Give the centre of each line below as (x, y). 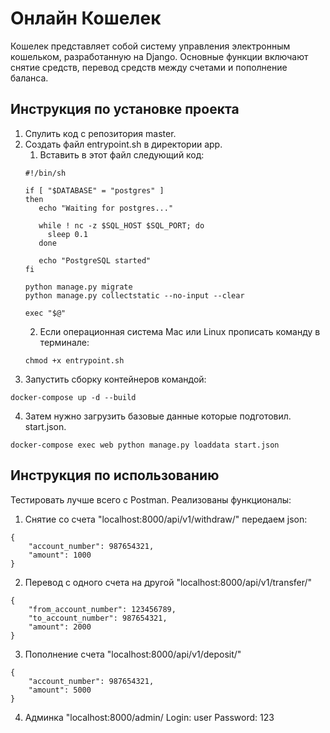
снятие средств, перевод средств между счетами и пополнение (149, 67)
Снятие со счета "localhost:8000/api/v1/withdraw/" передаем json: (166, 519)
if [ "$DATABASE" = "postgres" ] (94, 190)
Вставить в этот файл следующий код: (122, 154)
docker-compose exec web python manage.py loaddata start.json (145, 445)
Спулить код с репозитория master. (100, 133)
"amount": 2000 (60, 627)
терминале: (64, 342)
